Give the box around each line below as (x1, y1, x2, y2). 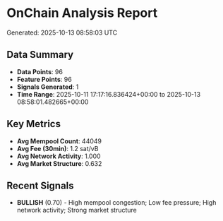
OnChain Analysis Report (6, 5, 158, 21)
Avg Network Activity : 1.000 (16, 152, 101, 160)
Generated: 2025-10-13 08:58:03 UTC (6, 28, 118, 37)
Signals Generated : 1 (16, 83, 79, 91)
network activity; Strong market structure (16, 206, 137, 215)
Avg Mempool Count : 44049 (16, 136, 102, 145)
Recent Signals (6, 179, 75, 191)
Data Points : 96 (16, 67, 63, 76)
